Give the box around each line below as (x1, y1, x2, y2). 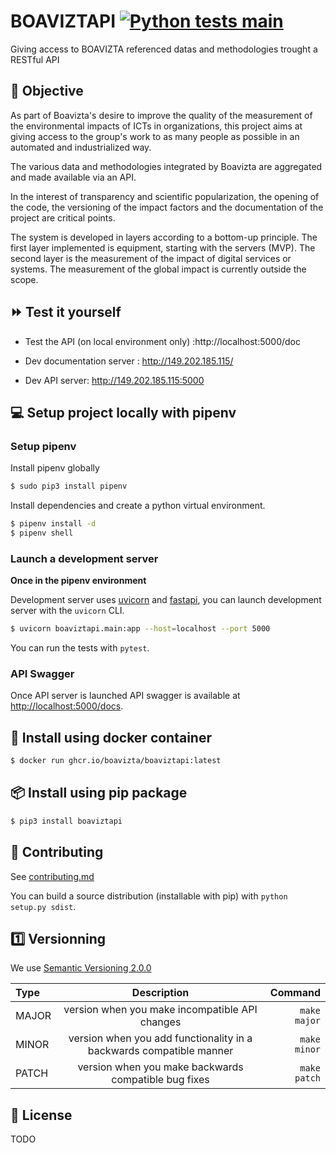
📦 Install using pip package (10, 785, 188, 802)
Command (269, 986, 321, 1000)
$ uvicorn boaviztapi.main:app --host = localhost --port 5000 (10, 624, 271, 634)
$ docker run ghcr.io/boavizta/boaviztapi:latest (10, 756, 222, 766)
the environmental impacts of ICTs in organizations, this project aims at (10, 120, 303, 132)
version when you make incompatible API (63, 1003, 258, 1017)
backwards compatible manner (87, 1044, 234, 1058)
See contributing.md (10, 870, 95, 882)
